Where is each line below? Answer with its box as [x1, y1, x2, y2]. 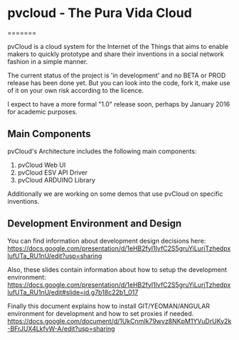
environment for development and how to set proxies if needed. [7, 309, 194, 317]
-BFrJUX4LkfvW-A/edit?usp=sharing [7, 324, 115, 333]
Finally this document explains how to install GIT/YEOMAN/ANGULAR [7, 302, 211, 310]
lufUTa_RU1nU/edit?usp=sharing [7, 251, 102, 260]
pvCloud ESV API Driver [17, 168, 87, 177]
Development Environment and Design [7, 218, 182, 230]
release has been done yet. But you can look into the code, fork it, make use [7, 78, 230, 87]
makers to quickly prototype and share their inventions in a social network [7, 50, 224, 58]
